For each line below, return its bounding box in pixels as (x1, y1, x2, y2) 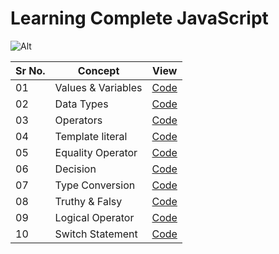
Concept (77, 63, 120, 77)
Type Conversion (54, 178, 136, 192)
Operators (54, 113, 103, 127)
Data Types (54, 97, 109, 111)
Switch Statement (54, 227, 138, 241)
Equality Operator (54, 145, 138, 159)
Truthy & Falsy (54, 194, 123, 208)
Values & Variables (54, 80, 143, 94)
